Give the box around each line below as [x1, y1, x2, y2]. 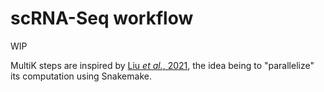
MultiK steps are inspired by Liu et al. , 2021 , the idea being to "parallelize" [10, 59, 315, 71]
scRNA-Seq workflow [10, 7, 194, 30]
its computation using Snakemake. [10, 70, 152, 82]
